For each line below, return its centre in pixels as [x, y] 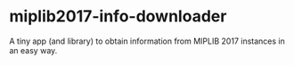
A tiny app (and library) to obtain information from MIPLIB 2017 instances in [147, 41]
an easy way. [33, 50]
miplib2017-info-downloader [118, 16]
